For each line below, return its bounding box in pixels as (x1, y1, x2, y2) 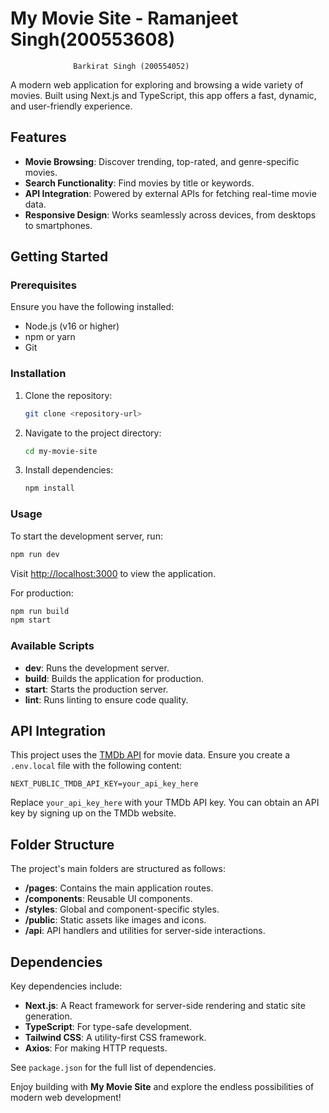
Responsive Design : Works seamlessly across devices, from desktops (24, 208, 317, 221)
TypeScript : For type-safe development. (24, 1021, 192, 1033)
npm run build (10, 606, 70, 616)
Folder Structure (10, 836, 115, 853)
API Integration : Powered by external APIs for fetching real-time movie (24, 187, 317, 199)
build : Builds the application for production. (24, 672, 205, 684)
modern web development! (10, 1092, 122, 1104)
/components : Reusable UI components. (24, 893, 193, 905)
